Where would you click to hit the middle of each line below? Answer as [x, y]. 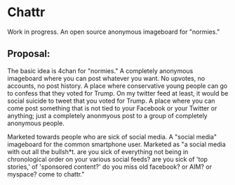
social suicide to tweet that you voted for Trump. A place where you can [111, 101]
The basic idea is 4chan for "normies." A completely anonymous [100, 70]
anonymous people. [36, 123]
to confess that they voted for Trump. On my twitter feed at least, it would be [118, 93]
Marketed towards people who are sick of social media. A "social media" [112, 136]
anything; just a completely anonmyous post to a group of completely [108, 115]
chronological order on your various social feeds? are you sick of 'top [108, 159]
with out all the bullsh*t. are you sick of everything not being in [98, 151]
